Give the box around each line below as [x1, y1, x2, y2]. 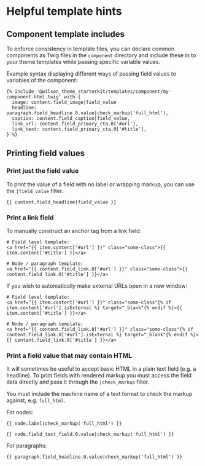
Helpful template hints [6, 4, 122, 18]
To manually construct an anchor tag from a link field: [6, 227, 142, 234]
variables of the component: [6, 77, 78, 84]
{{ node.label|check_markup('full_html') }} [6, 421, 122, 427]
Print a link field [6, 213, 54, 222]
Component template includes [6, 29, 125, 39]
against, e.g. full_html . [6, 397, 66, 404]
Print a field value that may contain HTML [6, 351, 133, 360]
